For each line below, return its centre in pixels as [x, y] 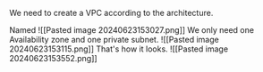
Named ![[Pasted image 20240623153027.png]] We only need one [132, 30]
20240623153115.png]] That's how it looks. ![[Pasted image [119, 49]
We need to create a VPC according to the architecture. [111, 13]
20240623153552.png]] [53, 58]
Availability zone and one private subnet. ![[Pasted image [114, 40]
